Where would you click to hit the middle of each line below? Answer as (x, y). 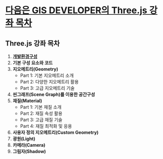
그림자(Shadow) (29, 151)
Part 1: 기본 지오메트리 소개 (47, 75)
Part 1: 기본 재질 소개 (41, 107)
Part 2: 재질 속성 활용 (41, 113)
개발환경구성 (25, 56)
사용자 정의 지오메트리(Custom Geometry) (55, 132)
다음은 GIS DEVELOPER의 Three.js (76, 10)
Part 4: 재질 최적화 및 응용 (46, 126)
